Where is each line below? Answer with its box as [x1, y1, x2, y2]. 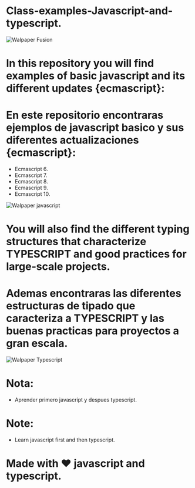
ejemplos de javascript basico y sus [6, 121, 184, 135]
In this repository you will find [6, 57, 154, 70]
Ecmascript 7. [14, 172, 48, 179]
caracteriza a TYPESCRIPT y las [6, 312, 164, 325]
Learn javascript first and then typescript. [14, 436, 116, 443]
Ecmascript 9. [14, 184, 48, 192]
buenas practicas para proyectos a [6, 325, 179, 337]
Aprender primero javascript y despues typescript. [14, 396, 137, 403]
